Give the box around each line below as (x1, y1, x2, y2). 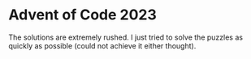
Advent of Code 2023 (8, 6, 157, 24)
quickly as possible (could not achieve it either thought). (8, 40, 197, 50)
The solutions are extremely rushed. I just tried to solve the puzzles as (8, 32, 244, 42)
